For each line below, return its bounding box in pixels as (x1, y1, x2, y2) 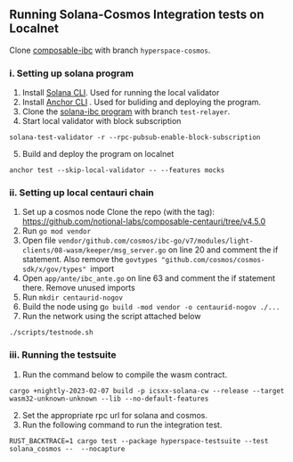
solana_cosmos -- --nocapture (9, 444, 126, 453)
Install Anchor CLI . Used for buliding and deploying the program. (21, 97, 261, 108)
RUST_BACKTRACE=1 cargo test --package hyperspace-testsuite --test (9, 436, 269, 445)
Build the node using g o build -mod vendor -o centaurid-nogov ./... (21, 301, 281, 312)
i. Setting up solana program (9, 67, 134, 79)
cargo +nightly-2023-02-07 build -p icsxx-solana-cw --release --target (9, 386, 285, 395)
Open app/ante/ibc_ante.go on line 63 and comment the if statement (21, 273, 276, 284)
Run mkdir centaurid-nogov (21, 292, 123, 302)
